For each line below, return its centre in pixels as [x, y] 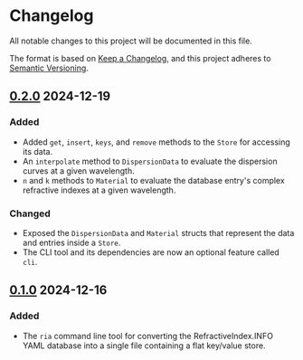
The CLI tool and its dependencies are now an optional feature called [151, 252]
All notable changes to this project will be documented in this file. [131, 41]
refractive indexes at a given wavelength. [99, 190]
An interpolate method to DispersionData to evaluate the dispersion [150, 161]
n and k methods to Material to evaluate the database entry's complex [153, 180]
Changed [30, 213]
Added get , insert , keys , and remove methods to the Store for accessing [156, 142]
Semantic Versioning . [49, 68]
